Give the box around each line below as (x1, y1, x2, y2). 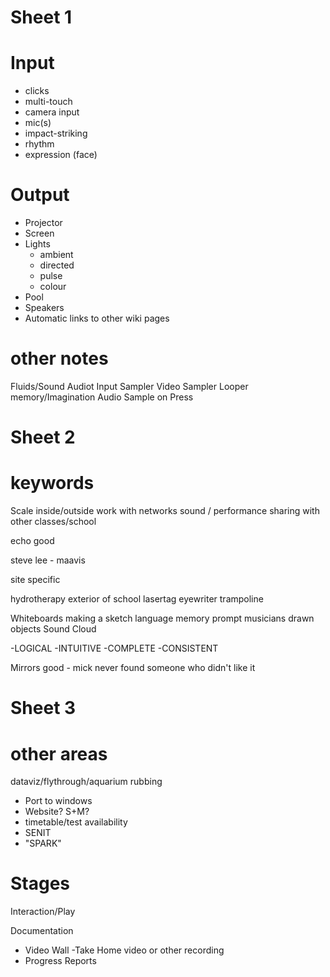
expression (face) (24, 149, 98, 161)
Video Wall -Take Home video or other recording (24, 944, 225, 956)
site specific (10, 574, 61, 586)
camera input (24, 106, 80, 118)
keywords (10, 472, 95, 495)
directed (39, 259, 75, 271)
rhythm (24, 138, 55, 150)
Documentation (10, 925, 74, 937)
